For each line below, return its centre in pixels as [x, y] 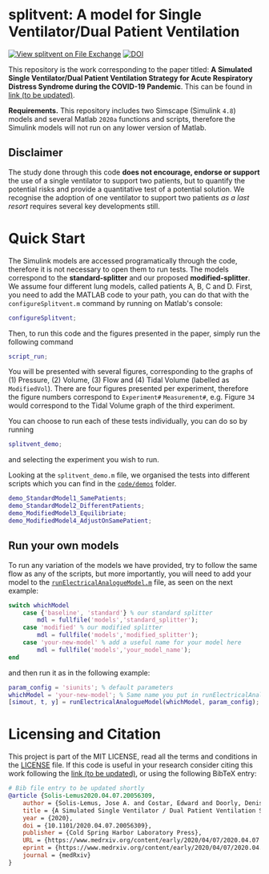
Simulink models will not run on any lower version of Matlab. [107, 127]
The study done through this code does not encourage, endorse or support [134, 172]
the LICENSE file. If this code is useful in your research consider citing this [131, 765]
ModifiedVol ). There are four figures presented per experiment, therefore [128, 389]
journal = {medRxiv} [57, 856]
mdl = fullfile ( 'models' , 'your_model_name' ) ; [114, 650]
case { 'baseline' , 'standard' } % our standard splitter [118, 613]
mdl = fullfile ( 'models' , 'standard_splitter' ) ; [118, 620]
